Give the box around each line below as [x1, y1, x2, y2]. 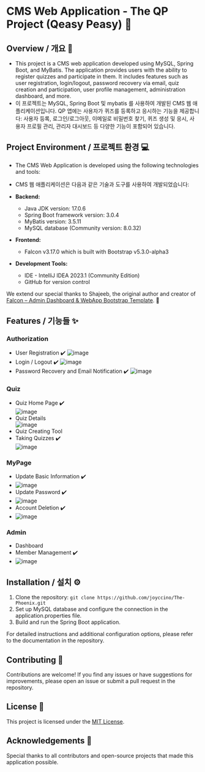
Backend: [15, 193, 40, 200]
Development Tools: [15, 260, 68, 267]
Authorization [6, 335, 49, 343]
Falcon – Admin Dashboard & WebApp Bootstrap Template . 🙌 [6, 296, 160, 304]
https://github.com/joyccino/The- [97, 595, 185, 601]
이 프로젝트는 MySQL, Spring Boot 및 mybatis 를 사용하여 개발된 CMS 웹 [15, 100, 192, 107]
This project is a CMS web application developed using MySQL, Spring [15, 60, 194, 67]
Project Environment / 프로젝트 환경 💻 [6, 142, 150, 152]
